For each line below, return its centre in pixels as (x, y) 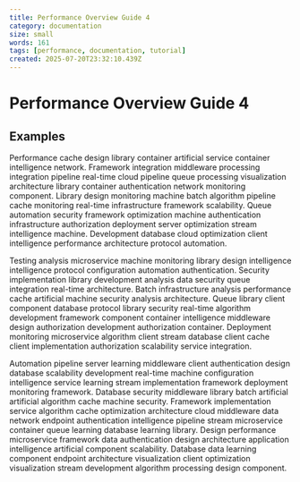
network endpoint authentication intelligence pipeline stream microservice (146, 420)
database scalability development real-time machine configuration (132, 373)
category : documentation (56, 26)
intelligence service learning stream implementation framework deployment (149, 382)
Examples (37, 136)
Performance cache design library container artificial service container (140, 158)
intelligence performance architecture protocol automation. (118, 243)
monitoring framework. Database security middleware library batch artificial (149, 392)
